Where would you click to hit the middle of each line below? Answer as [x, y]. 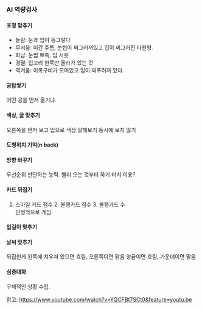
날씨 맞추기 [19, 242]
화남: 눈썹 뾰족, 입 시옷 [42, 55]
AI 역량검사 [22, 9]
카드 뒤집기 [19, 189]
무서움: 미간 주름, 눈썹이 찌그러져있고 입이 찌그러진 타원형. [84, 47]
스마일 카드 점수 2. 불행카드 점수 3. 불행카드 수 [70, 204]
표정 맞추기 [19, 25]
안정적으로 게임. [34, 212]
